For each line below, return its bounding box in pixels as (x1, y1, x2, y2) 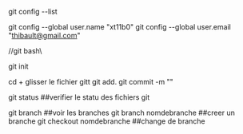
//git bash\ (8, 46, 42, 55)
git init (8, 61, 30, 71)
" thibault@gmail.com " (8, 31, 82, 40)
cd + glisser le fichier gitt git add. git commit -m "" (8, 77, 173, 86)
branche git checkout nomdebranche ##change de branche (8, 116, 205, 126)
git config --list (8, 7, 58, 16)
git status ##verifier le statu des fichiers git (8, 93, 150, 102)
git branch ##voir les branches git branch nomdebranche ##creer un (8, 108, 236, 117)
